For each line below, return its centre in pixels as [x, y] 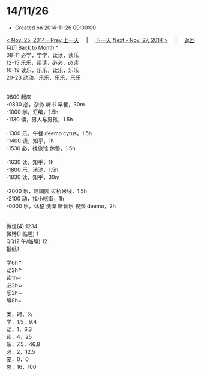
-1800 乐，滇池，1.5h [32, 169]
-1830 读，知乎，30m [33, 177]
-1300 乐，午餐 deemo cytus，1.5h [49, 133]
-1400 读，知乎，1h [30, 141]
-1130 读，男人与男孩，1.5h [40, 119]
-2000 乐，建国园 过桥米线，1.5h [46, 191]
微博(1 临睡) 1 [22, 234]
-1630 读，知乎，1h [30, 162]
